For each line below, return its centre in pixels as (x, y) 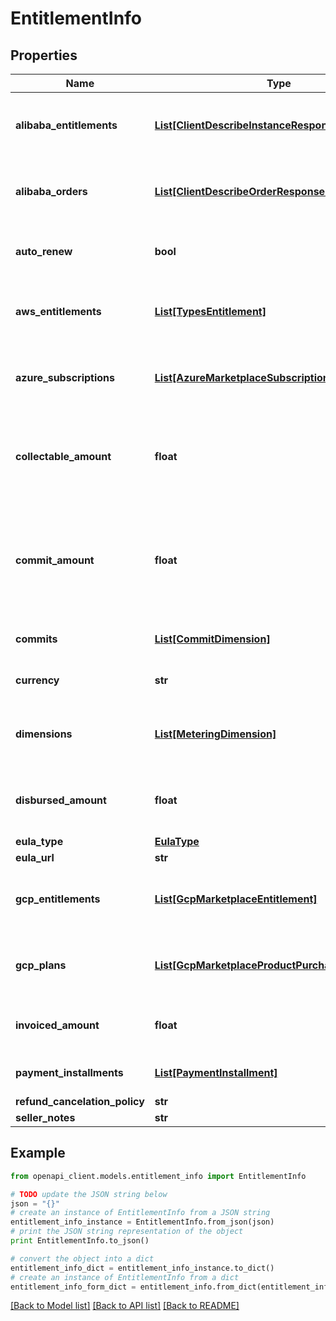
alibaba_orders (51, 191)
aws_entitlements (58, 311)
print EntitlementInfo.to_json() (80, 1241)
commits (36, 639)
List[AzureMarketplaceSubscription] (244, 377)
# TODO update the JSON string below (89, 1194)
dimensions (44, 734)
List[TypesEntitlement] (210, 311)
